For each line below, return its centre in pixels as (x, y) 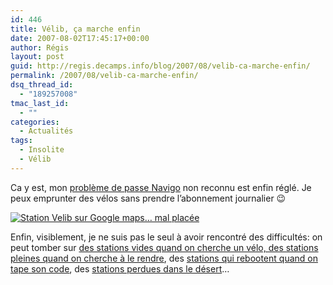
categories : (35, 122)
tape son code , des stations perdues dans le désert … (120, 268)
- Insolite (42, 150)
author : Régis (40, 47)
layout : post (37, 57)
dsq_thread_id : (42, 85)
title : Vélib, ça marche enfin (75, 29)
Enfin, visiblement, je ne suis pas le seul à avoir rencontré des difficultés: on (166, 237)
